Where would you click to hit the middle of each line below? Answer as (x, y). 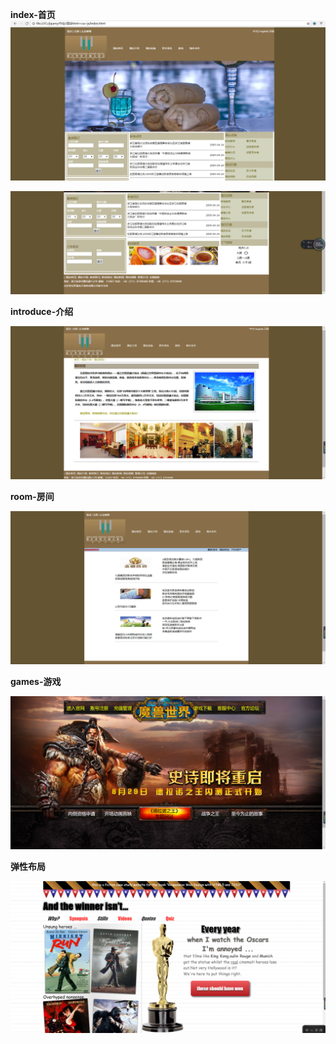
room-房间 (32, 496)
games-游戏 (36, 682)
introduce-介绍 (42, 311)
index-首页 (33, 14)
